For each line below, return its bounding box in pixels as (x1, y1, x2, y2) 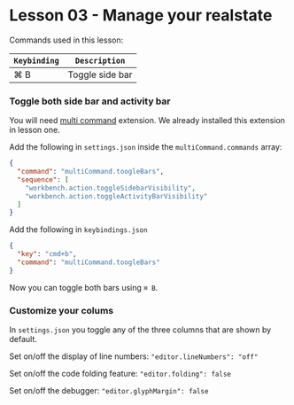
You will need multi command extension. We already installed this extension (9, 115, 286, 126)
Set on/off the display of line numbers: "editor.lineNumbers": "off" (9, 351, 259, 362)
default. (9, 334, 38, 345)
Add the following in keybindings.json (9, 224, 148, 235)
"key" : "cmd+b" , (17, 250, 77, 259)
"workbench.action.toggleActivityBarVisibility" (25, 191, 208, 200)
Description (74, 55, 126, 66)
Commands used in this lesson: (9, 35, 124, 45)
